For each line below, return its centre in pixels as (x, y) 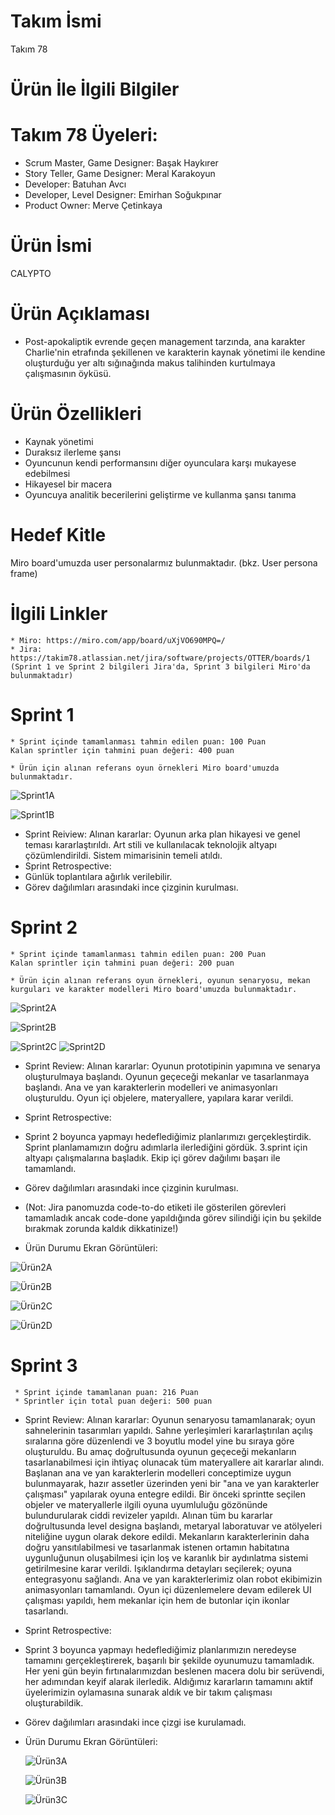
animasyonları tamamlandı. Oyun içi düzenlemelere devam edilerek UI (168, 1589)
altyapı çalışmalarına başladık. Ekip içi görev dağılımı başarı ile (152, 1157)
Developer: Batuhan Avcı (75, 184)
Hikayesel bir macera (68, 484)
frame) (24, 573)
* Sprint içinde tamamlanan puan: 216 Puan (106, 1392)
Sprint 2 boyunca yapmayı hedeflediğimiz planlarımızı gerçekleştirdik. (168, 1136)
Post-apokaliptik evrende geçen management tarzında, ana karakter (165, 341)
